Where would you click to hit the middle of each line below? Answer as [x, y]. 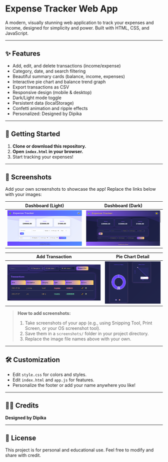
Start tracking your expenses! [43, 157]
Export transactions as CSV [41, 87]
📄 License [21, 438]
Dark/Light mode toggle [37, 98]
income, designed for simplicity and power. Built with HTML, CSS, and [77, 28]
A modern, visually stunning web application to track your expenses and [79, 23]
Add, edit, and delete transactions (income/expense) [66, 66]
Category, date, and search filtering [49, 71]
